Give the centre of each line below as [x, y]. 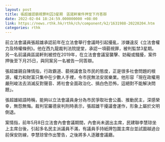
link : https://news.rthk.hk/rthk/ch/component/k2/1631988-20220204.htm [80, 23]
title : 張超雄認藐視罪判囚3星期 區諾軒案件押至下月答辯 [56, 14]
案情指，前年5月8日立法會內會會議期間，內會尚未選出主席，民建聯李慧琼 [79, 122]
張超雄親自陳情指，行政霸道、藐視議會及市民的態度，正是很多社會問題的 [78, 71]
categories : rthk [23, 28]
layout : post [18, 10]
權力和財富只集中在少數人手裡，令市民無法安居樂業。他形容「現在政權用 [87, 77]
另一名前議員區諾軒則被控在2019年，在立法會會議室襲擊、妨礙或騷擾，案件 [81, 55]
